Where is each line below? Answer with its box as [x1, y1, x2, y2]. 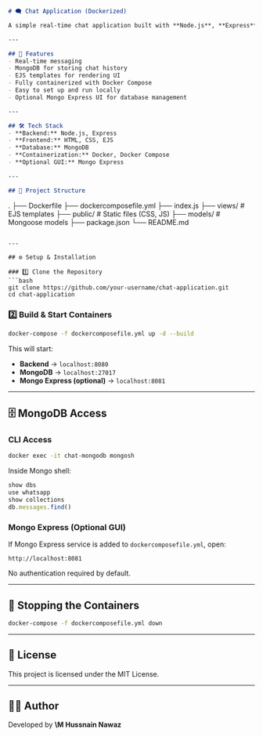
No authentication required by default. [8, 568, 131, 578]
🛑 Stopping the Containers [8, 598, 139, 612]
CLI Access [8, 434, 52, 445]
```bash [8, 277, 34, 285]
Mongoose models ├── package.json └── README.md [8, 217, 189, 227]
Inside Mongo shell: [8, 467, 72, 476]
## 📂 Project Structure [8, 187, 86, 194]
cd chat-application [8, 290, 76, 298]
